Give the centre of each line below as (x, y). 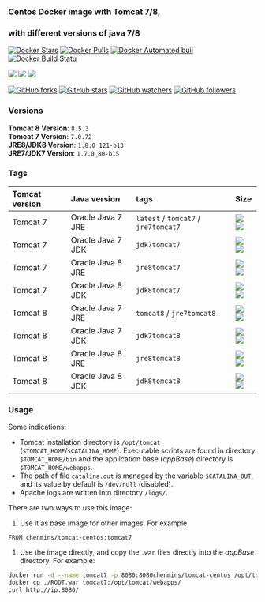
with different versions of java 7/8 (74, 32)
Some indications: (37, 427)
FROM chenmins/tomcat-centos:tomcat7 (70, 538)
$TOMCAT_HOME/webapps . (56, 468)
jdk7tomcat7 (159, 245)
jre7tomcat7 (159, 227)
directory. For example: (57, 561)
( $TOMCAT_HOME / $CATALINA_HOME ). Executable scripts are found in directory (137, 451)
